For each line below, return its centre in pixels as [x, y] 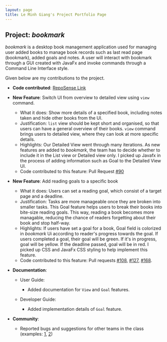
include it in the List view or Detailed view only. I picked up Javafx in [90, 155]
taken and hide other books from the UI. [61, 118]
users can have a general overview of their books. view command [88, 129]
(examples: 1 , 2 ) [36, 334]
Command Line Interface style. [37, 68]
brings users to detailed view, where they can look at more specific [89, 134]
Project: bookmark [35, 35]
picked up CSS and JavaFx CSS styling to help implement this [84, 250]
